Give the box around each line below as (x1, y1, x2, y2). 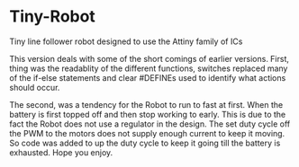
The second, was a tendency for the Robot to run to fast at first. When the (9, 99, 284, 110)
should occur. (9, 82, 60, 92)
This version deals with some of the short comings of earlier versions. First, (9, 53, 290, 64)
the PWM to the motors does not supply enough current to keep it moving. (9, 127, 285, 138)
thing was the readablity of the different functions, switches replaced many (9, 63, 288, 74)
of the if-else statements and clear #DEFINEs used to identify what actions (9, 72, 286, 83)
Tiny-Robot (9, 6, 96, 27)
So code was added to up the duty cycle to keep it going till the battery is (9, 137, 281, 148)
